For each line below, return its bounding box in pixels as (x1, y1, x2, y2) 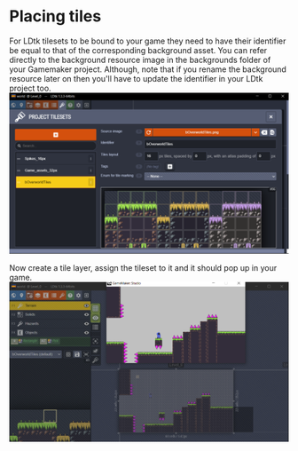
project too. (9, 83, 51, 93)
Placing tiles (9, 6, 102, 27)
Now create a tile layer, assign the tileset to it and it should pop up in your (9, 263, 278, 273)
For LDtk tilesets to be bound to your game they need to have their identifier (9, 36, 286, 46)
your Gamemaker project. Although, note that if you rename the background (9, 64, 286, 75)
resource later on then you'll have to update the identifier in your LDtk (9, 73, 263, 83)
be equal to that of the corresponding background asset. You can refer (9, 44, 268, 55)
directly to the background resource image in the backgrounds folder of (9, 54, 271, 65)
